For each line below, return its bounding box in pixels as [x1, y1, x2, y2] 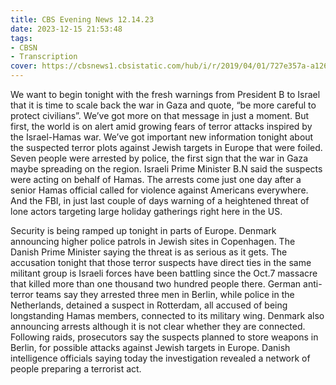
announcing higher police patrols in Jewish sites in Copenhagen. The [10, 236, 296, 247]
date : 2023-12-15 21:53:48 [10, 24, 123, 34]
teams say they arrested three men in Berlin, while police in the [35, 289, 295, 300]
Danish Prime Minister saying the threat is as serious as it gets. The [10, 246, 288, 258]
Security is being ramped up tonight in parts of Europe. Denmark [10, 225, 277, 236]
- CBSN [10, 42, 38, 53]
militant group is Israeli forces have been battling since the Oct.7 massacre [10, 267, 318, 279]
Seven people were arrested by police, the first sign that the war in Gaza [10, 152, 309, 164]
